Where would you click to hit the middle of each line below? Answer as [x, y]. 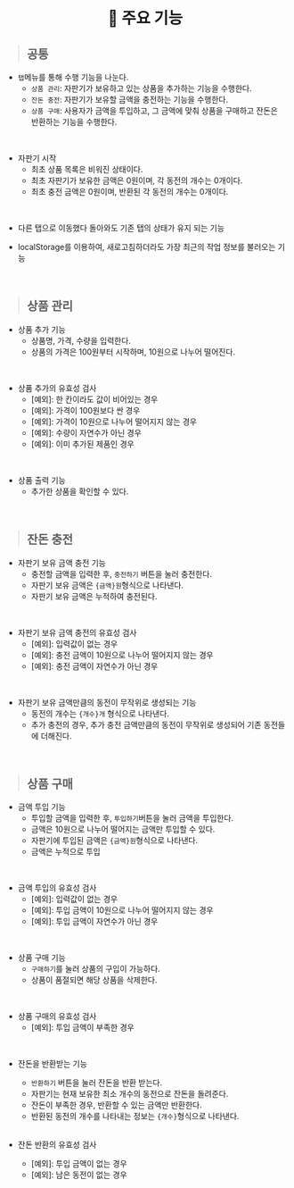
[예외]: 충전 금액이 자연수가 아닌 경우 [94, 665]
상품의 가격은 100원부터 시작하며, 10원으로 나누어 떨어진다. [133, 351]
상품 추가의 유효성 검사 [57, 388]
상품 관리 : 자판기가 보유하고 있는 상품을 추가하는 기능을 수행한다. [141, 88]
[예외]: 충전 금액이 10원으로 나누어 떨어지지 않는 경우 [122, 655]
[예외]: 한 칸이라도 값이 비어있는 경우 [94, 399]
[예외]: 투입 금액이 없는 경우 [79, 1164]
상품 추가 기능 [41, 329]
